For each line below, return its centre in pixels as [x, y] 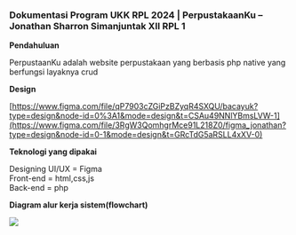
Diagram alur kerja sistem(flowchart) [79, 205]
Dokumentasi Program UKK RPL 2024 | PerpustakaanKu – [136, 15]
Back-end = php [39, 188]
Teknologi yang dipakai [53, 152]
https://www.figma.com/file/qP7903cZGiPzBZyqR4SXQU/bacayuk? [135, 106]
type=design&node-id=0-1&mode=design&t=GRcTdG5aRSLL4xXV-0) [136, 135]
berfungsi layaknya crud [54, 72]
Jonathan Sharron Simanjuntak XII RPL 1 [97, 26]
